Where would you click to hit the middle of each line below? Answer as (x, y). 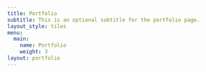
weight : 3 (34, 52)
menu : (15, 33)
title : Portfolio (32, 13)
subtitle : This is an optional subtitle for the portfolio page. (103, 20)
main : (22, 39)
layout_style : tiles (37, 26)
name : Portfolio (43, 45)
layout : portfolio (34, 58)
